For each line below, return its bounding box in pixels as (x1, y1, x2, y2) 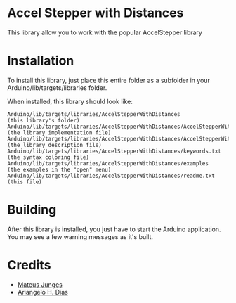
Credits (7, 257, 51, 273)
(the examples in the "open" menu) (7, 166, 112, 173)
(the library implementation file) (7, 129, 112, 136)
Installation (7, 53, 74, 69)
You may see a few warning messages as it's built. (7, 232, 153, 240)
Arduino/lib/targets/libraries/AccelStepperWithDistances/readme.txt (7, 172, 216, 179)
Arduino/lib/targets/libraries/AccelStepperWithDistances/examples (7, 160, 209, 167)
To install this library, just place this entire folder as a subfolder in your (7, 76, 211, 84)
